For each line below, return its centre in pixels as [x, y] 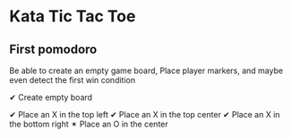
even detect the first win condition [73, 80]
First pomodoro [53, 49]
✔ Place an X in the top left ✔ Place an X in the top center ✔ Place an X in [145, 114]
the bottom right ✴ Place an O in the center [89, 124]
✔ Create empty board [51, 97]
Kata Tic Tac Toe [73, 16]
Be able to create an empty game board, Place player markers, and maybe [146, 70]
